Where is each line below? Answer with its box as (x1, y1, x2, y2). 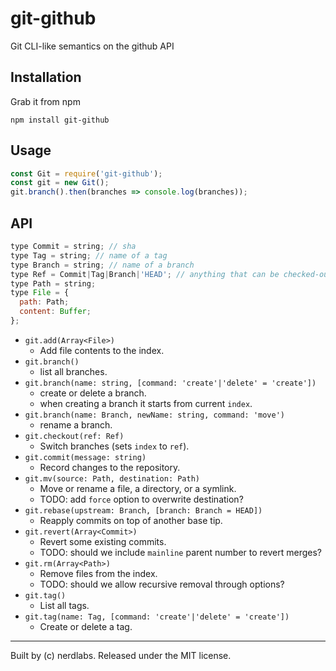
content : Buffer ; (19, 307, 92, 317)
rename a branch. (39, 418, 113, 431)
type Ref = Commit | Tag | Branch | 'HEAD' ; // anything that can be (10, 269, 280, 279)
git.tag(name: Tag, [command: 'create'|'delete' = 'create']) (24, 612, 290, 622)
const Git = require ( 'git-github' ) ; (10, 168, 163, 179)
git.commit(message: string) (24, 452, 147, 462)
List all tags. (39, 599, 90, 611)
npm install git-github (10, 115, 110, 125)
